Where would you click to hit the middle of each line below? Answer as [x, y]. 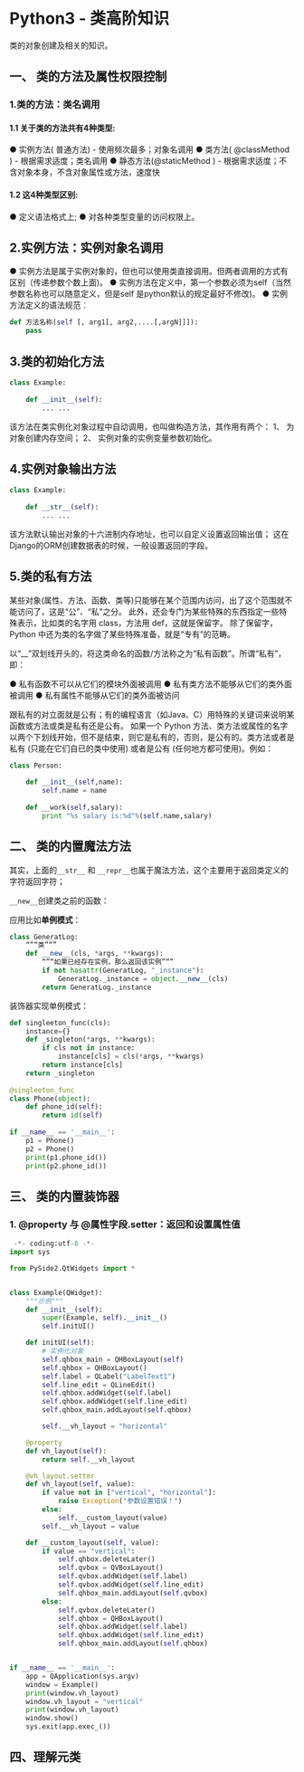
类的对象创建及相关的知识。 [61, 45]
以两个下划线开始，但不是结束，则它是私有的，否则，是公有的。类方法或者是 [152, 737]
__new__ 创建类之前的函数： [60, 900]
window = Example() [62, 1684]
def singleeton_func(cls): [60, 1023]
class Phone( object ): [50, 1099]
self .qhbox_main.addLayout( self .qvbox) [133, 1593]
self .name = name [74, 791]
